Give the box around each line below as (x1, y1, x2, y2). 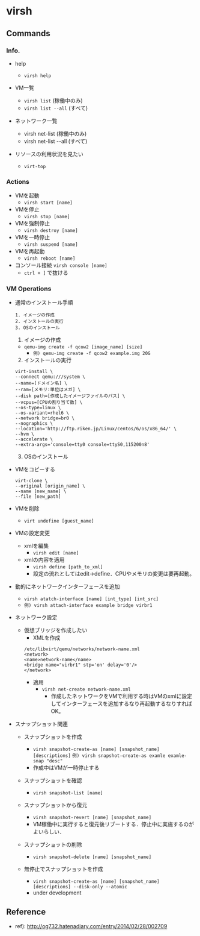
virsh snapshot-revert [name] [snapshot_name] (32, 815, 152, 821)
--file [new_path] (14, 494, 61, 500)
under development (32, 889, 82, 896)
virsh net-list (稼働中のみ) (23, 130, 87, 137)
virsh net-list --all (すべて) (23, 137, 88, 145)
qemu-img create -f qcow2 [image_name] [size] (23, 344, 143, 350)
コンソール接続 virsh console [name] (14, 262, 108, 269)
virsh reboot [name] (23, 256, 76, 262)
